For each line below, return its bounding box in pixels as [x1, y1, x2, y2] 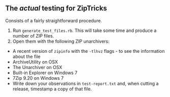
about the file [12, 53, 41, 59]
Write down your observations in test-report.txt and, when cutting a [12, 80, 159, 86]
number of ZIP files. [12, 33, 54, 39]
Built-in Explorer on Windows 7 [12, 70, 78, 76]
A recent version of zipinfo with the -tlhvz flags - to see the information [12, 48, 165, 54]
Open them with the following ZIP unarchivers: [12, 38, 110, 44]
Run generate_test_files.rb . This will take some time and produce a [12, 27, 157, 34]
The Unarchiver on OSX [12, 64, 62, 70]
